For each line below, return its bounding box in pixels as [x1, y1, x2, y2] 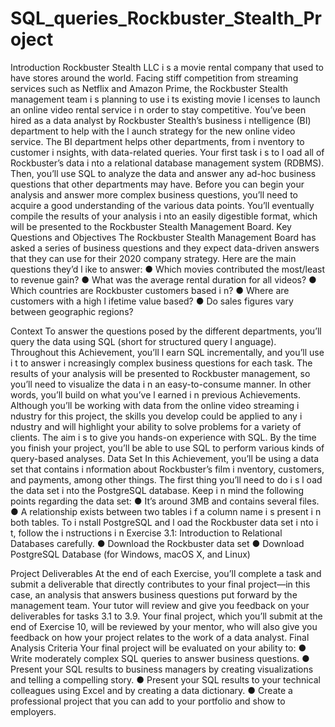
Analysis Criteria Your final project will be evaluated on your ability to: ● [10, 642, 307, 654]
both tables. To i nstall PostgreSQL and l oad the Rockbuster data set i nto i [10, 516, 319, 528]
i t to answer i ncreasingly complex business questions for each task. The [10, 357, 313, 369]
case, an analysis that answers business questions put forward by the [10, 588, 298, 601]
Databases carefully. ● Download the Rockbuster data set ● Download [10, 537, 305, 549]
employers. [10, 705, 57, 717]
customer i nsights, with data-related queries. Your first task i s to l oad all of [10, 146, 325, 158]
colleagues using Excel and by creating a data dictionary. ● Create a [10, 684, 293, 696]
